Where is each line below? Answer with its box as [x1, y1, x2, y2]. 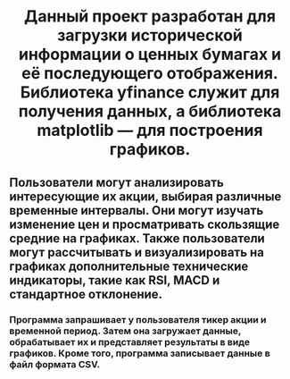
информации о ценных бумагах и [18, 45, 282, 64]
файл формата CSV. [9, 358, 101, 370]
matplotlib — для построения [37, 121, 263, 140]
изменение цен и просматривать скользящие [9, 216, 280, 232]
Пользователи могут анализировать [9, 174, 225, 189]
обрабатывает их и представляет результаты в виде [9, 335, 250, 348]
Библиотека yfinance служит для [20, 82, 280, 103]
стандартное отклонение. [9, 286, 163, 301]
